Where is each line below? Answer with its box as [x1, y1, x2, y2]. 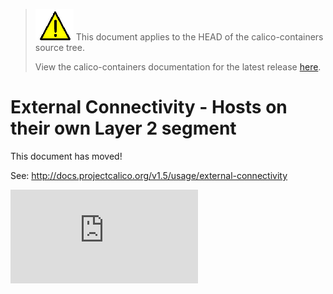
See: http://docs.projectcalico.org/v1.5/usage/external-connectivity [10, 169, 288, 181]
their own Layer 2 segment [10, 117, 237, 140]
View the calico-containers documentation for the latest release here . [34, 61, 322, 73]
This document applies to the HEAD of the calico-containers [75, 31, 324, 43]
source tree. [34, 42, 85, 53]
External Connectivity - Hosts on [10, 96, 288, 119]
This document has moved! [10, 150, 123, 162]
